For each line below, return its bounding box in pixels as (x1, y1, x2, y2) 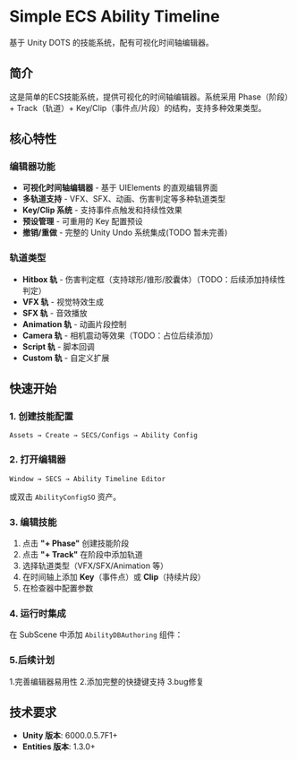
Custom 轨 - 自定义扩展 (21, 352, 110, 363)
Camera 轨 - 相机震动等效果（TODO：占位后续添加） (21, 330, 218, 341)
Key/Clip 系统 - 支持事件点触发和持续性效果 (21, 204, 182, 216)
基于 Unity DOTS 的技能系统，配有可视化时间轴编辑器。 (9, 37, 215, 47)
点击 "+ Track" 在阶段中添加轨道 (21, 549, 143, 560)
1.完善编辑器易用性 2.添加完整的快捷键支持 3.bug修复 (9, 676, 204, 687)
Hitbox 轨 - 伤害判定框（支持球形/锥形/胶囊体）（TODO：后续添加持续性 (21, 273, 286, 284)
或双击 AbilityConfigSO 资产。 (9, 491, 122, 502)
